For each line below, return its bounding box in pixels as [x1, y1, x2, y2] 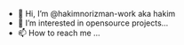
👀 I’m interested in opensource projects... [17, 18, 169, 28]
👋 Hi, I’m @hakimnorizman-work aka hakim [17, 9, 176, 19]
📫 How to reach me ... [17, 27, 100, 38]
